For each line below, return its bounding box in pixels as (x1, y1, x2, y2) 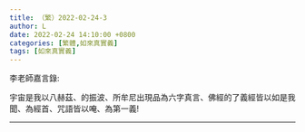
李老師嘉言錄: (9, 73, 61, 84)
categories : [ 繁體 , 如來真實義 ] (9, 38, 118, 48)
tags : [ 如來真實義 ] (9, 47, 76, 56)
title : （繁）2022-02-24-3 (9, 13, 107, 23)
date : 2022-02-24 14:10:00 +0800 (9, 30, 136, 39)
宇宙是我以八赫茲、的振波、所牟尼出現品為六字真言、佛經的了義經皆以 (9, 92, 272, 103)
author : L (9, 22, 47, 31)
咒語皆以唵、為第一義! (56, 103, 140, 114)
